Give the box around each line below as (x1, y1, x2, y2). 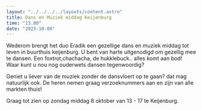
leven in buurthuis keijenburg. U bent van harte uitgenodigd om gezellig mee (6, 49, 197, 56)
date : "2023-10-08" (6, 25, 55, 32)
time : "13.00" (6, 20, 42, 26)
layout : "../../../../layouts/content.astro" (6, 8, 122, 15)
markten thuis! (6, 85, 42, 93)
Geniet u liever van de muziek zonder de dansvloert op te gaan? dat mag (6, 73, 187, 80)
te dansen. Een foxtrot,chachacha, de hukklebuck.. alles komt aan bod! (6, 55, 183, 62)
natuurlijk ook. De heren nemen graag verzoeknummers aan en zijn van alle (6, 79, 194, 87)
